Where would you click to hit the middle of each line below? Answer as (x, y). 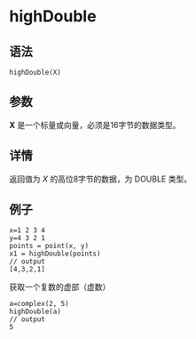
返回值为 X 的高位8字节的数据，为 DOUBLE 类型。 (101, 179)
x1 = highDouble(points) (55, 254)
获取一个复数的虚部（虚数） (60, 287)
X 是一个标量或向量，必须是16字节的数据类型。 (95, 125)
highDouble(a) (35, 312)
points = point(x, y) (49, 246)
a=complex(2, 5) (39, 304)
